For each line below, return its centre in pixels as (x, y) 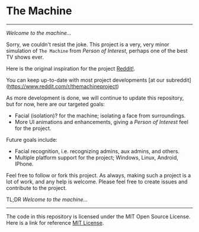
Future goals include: (32, 139)
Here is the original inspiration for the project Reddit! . (71, 68)
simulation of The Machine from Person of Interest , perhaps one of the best (97, 50)
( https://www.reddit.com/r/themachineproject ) (63, 86)
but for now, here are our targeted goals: (56, 104)
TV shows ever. (25, 57)
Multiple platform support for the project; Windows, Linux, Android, (97, 157)
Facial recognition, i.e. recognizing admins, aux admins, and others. (97, 151)
